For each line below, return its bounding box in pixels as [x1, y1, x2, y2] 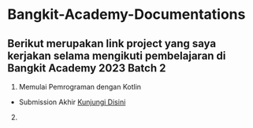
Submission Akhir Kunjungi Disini [18, 97, 126, 107]
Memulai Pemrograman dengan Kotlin [18, 82, 142, 91]
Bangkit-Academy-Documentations [7, 5, 246, 24]
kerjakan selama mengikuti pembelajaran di [7, 49, 226, 62]
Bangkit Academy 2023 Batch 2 [7, 61, 166, 75]
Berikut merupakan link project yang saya [7, 37, 217, 50]
